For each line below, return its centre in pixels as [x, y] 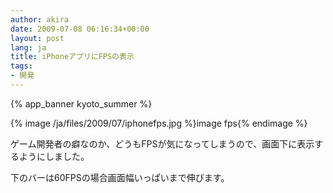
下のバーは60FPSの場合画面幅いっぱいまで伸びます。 [120, 177]
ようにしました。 [54, 156]
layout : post [37, 38]
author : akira [40, 19]
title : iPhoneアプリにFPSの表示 [72, 57]
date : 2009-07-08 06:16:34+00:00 [80, 29]
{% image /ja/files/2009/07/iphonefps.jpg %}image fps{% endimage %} [159, 123]
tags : [21, 66]
